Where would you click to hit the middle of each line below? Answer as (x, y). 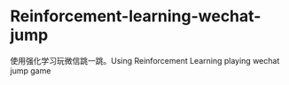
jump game (31, 70)
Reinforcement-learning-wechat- (136, 16)
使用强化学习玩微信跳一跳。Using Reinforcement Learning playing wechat (145, 60)
